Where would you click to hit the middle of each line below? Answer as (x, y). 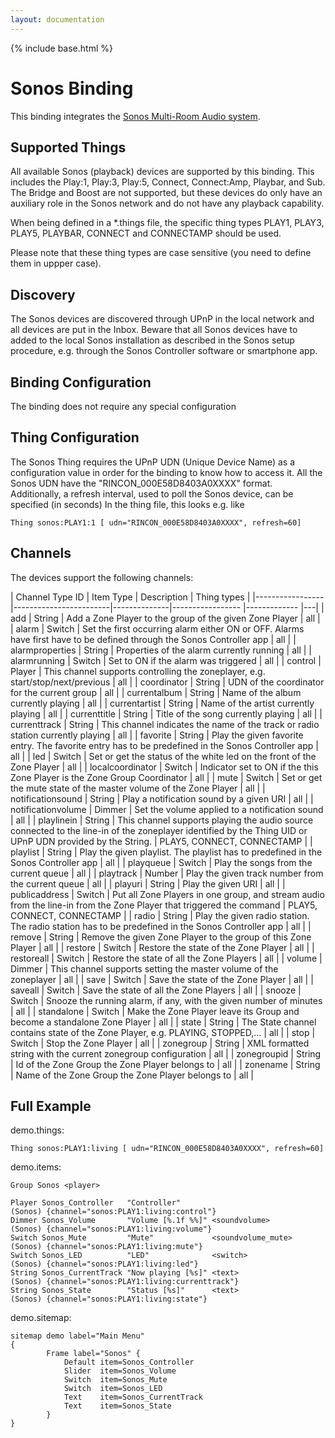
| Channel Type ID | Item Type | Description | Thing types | (130, 597)
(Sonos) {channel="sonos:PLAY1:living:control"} (113, 1212)
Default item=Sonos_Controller (129, 1362)
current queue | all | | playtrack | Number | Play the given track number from (167, 873)
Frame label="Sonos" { (93, 1354)
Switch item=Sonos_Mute (115, 1380)
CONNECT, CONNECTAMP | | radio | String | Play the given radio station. (160, 915)
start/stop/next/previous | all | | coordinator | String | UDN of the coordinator (167, 682)
